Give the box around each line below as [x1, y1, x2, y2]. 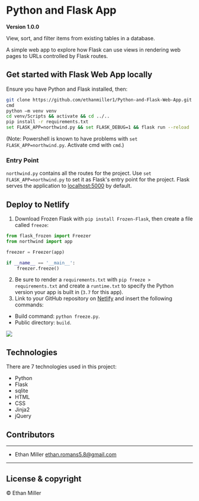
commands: [14, 301, 44, 308]
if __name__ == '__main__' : [6, 260, 76, 266]
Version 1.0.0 [6, 23, 40, 30]
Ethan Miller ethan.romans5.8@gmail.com [14, 451, 117, 458]
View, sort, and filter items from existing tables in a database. [6, 34, 155, 42]
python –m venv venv [6, 108, 57, 114]
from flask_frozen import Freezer [6, 233, 92, 239]
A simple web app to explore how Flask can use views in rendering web [6, 46, 181, 53]
